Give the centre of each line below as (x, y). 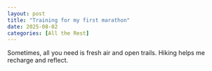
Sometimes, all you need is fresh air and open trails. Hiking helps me (106, 53)
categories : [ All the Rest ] (48, 33)
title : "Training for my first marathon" (69, 20)
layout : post (26, 14)
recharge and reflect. (38, 61)
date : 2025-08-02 (33, 26)
